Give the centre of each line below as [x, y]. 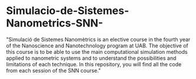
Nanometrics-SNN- [55, 23]
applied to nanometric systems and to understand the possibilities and [91, 58]
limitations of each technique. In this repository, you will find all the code [94, 64]
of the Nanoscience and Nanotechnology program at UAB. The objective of [97, 46]
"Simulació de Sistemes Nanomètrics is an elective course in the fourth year [98, 39]
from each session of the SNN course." [54, 70]
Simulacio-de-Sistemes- [68, 11]
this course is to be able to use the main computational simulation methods [97, 51]
